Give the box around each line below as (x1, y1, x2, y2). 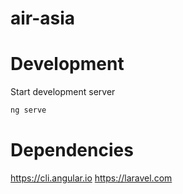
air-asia (10, 7, 76, 30)
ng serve (10, 105, 47, 116)
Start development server (10, 86, 116, 98)
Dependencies (10, 139, 134, 162)
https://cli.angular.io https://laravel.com (10, 172, 173, 184)
